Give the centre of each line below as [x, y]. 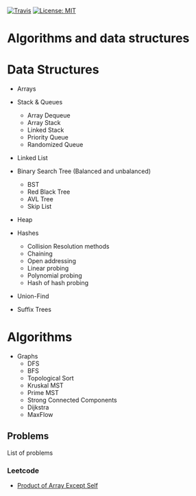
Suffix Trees [34, 310]
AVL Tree [40, 199]
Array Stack [44, 123]
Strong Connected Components [72, 400]
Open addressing [52, 261]
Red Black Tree [49, 192]
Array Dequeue [49, 115]
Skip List [39, 207]
